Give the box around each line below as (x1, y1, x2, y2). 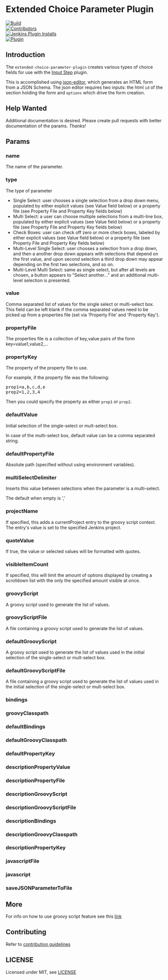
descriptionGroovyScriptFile (5, 804, 76, 811)
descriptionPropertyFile (5, 777, 65, 784)
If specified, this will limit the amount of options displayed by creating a (5, 572, 152, 578)
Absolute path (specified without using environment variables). (5, 462, 135, 468)
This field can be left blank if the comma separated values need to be (5, 306, 149, 312)
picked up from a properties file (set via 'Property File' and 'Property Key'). (5, 312, 160, 318)
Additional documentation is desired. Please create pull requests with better (5, 117, 162, 123)
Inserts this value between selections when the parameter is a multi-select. (5, 485, 160, 492)
